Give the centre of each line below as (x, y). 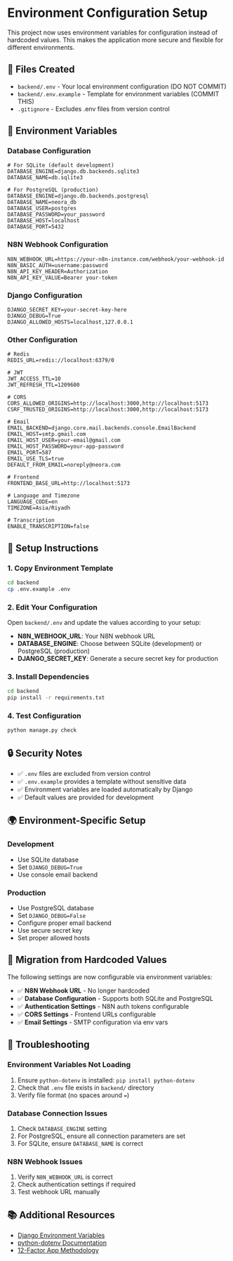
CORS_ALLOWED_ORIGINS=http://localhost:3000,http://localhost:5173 (108, 403)
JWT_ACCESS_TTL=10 (34, 379)
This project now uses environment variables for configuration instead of (113, 32)
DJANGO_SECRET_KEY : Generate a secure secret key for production (118, 659)
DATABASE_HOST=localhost (44, 221)
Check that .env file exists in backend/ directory (86, 1087)
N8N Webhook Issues (45, 1161)
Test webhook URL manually (59, 1192)
